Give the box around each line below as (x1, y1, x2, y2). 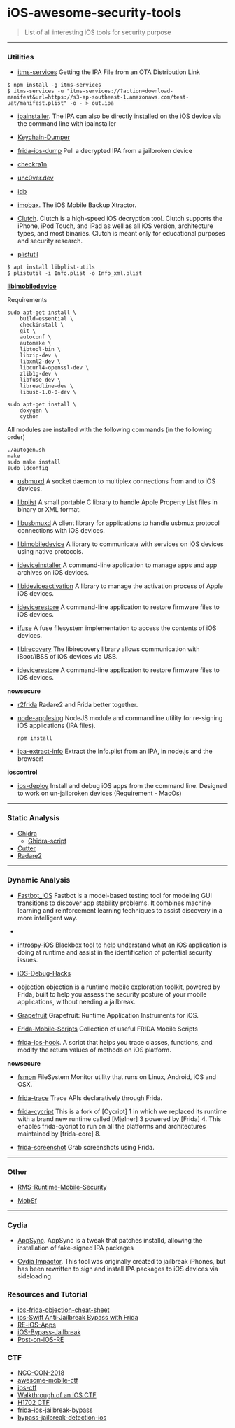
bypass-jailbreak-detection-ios (17, 1413, 107, 1422)
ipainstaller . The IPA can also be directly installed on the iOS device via (17, 112, 222, 120)
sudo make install (7, 459, 61, 466)
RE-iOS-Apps (17, 1320, 56, 1329)
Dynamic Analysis (7, 876, 71, 885)
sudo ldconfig (7, 465, 49, 472)
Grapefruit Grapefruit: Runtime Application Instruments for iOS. (17, 1011, 199, 1019)
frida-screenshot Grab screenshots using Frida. (17, 1143, 155, 1151)
